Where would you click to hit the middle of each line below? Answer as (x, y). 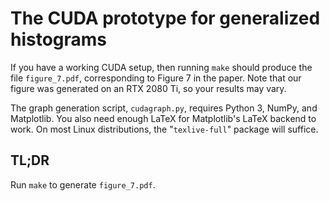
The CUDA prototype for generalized (165, 18)
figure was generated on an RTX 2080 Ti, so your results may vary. (148, 88)
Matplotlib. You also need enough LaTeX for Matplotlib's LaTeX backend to (163, 118)
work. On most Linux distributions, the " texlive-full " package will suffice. (164, 129)
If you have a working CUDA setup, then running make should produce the (161, 67)
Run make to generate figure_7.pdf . (83, 184)
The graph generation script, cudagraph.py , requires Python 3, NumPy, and (164, 108)
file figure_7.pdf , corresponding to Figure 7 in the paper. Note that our (156, 78)
